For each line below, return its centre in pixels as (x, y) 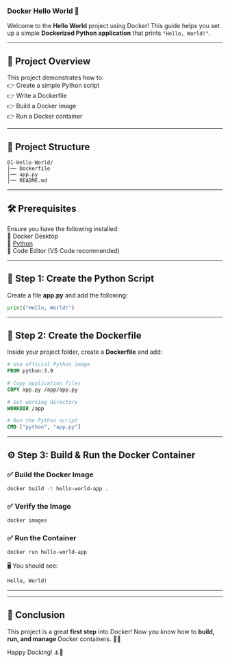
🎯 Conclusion (36, 615)
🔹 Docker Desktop (33, 236)
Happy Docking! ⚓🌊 (35, 652)
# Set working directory (42, 402)
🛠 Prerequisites (42, 209)
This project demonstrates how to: (55, 77)
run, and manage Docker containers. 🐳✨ (64, 639)
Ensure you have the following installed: (63, 228)
